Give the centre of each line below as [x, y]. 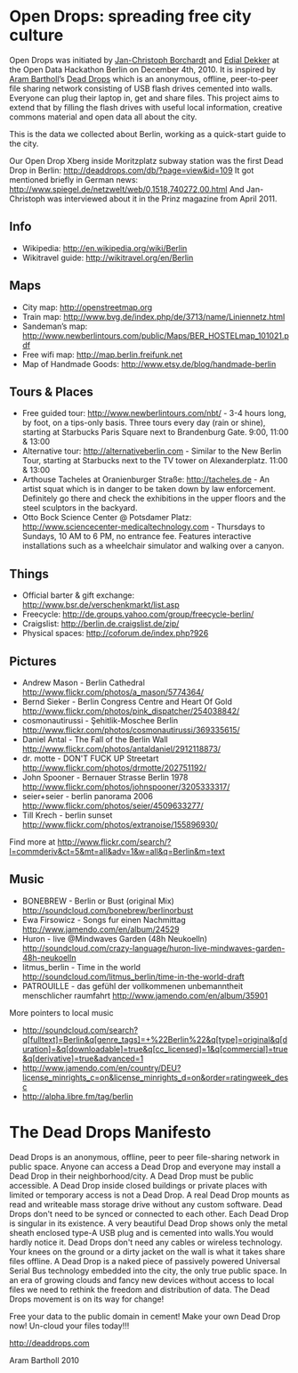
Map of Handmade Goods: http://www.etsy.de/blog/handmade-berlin [149, 364]
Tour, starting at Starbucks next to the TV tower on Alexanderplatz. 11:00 [155, 461]
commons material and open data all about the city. [103, 117]
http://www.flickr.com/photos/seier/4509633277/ [113, 805]
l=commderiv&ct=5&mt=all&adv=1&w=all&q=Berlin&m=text [117, 851]
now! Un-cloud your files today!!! [69, 1326]
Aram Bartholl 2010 [44, 1360]
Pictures [33, 661]
